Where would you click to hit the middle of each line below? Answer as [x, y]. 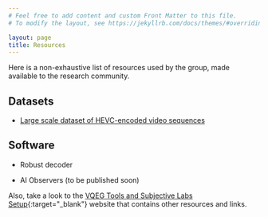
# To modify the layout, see [57, 23]
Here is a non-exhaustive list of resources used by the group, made [119, 68]
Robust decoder [46, 164]
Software [32, 146]
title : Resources [37, 45]
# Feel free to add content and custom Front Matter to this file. [123, 16]
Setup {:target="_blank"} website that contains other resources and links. [128, 203]
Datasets [31, 101]
